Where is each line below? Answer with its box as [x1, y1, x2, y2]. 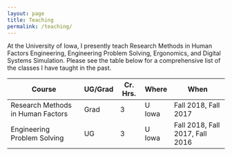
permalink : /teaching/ [7, 23, 72, 30]
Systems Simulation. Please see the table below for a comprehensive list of [7, 57, 221, 65]
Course [31, 84, 57, 94]
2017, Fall [173, 129, 207, 139]
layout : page [7, 10, 45, 17]
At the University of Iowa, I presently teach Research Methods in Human [7, 42, 213, 50]
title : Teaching [7, 17, 54, 23]
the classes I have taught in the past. [7, 64, 112, 72]
